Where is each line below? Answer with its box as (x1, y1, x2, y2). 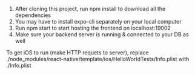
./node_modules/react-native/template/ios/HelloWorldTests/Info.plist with (6, 56, 190, 62)
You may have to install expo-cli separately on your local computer (15, 18, 182, 25)
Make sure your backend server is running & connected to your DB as (15, 31, 189, 38)
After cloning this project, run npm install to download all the (15, 5, 166, 12)
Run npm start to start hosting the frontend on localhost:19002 (15, 24, 171, 31)
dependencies (15, 11, 51, 19)
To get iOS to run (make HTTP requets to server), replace (6, 49, 150, 56)
